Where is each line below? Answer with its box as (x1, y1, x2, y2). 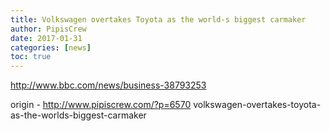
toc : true (10, 52, 52, 62)
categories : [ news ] (10, 42, 92, 53)
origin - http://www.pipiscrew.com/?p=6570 (10, 99, 192, 111)
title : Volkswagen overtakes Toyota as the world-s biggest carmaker (10, 14, 307, 25)
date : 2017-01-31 (10, 33, 83, 43)
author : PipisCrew (10, 24, 87, 34)
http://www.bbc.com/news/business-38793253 (10, 79, 207, 91)
